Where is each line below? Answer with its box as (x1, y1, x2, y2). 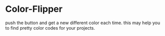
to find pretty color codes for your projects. (5, 25, 95, 31)
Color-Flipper (5, 3, 63, 15)
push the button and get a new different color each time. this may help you (5, 20, 160, 26)
